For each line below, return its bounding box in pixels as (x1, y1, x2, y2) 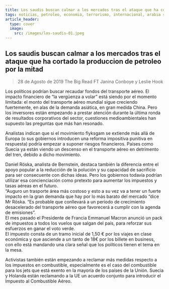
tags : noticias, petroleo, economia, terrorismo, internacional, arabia (5, 12, 161, 17)
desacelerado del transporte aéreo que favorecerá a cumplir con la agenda (5, 204, 161, 210)
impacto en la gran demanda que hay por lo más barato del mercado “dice (5, 193, 159, 199)
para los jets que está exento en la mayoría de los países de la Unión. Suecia (5, 267, 164, 273)
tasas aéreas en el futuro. (5, 182, 58, 189)
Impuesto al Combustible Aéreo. (5, 278, 72, 284)
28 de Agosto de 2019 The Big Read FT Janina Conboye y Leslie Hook (17, 79, 163, 85)
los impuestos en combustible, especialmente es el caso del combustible (5, 262, 157, 268)
